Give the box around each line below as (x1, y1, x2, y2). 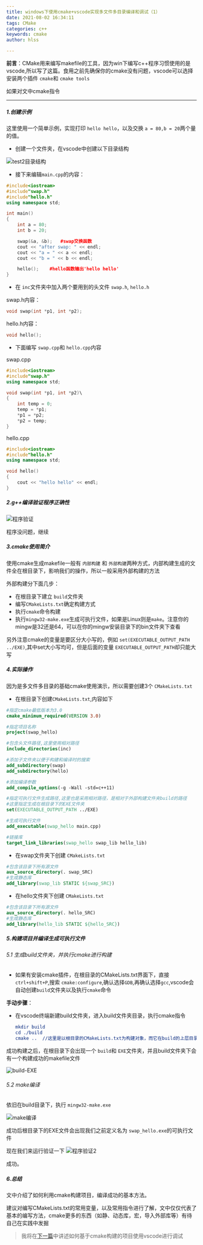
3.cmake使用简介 (6, 543, 50, 550)
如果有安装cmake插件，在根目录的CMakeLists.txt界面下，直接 (14, 971, 170, 978)
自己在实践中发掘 (6, 1219, 49, 1226)
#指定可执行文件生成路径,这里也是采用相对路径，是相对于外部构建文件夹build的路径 (6, 796, 187, 802)
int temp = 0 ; (17, 401, 53, 407)
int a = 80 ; (17, 222, 47, 228)
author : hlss (6, 37, 39, 43)
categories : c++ (6, 25, 47, 32)
